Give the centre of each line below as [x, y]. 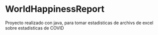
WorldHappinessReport [55, 9]
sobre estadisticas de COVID [35, 28]
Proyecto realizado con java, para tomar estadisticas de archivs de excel [79, 23]
